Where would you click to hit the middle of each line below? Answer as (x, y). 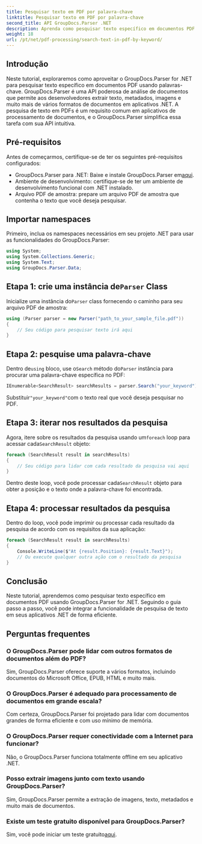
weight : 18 (20, 34)
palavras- (171, 85)
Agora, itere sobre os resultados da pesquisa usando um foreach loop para (98, 437)
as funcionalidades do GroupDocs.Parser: (58, 240)
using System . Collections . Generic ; (51, 257)
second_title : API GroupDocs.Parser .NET (59, 23)
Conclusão (27, 581)
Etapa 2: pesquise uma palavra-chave (79, 354)
